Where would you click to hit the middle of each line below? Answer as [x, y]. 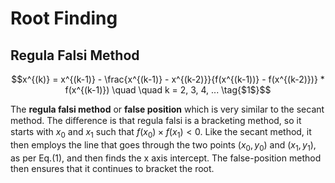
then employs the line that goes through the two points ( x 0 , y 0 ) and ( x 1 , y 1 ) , [163, 145]
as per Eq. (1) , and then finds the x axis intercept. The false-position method [166, 158]
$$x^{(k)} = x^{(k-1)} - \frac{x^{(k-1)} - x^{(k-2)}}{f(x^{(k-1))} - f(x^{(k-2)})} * [168, 79]
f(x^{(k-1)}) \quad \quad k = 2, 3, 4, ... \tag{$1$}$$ [168, 90]
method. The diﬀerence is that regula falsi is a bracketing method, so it [156, 120]
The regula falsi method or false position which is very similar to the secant [167, 109]
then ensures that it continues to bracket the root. [112, 168]
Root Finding [64, 18]
